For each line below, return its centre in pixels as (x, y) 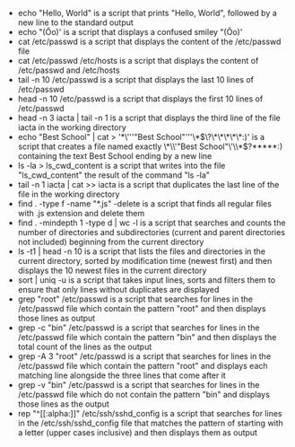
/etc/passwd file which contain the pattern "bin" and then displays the (147, 337)
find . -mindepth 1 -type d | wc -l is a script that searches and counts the (152, 223)
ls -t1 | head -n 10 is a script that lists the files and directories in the (142, 251)
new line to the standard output (76, 22)
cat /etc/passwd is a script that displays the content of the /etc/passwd (149, 41)
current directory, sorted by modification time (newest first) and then (145, 261)
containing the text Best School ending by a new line (115, 156)
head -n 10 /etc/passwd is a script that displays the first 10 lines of (140, 99)
